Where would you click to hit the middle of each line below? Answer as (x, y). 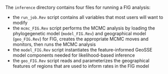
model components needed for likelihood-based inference (74, 55)
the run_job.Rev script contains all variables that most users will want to (88, 17)
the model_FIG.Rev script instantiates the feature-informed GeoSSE (82, 50)
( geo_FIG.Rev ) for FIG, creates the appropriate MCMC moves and (80, 39)
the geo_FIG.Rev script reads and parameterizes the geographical (81, 60)
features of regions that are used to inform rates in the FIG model (81, 66)
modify (20, 23)
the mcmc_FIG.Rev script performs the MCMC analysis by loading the (84, 28)
